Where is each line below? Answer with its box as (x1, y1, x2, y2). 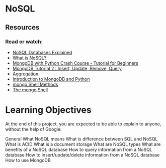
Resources (5, 23, 40, 32)
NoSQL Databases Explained (12, 49, 72, 55)
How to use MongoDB (5, 157, 51, 163)
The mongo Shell (12, 86, 48, 93)
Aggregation (12, 71, 39, 77)
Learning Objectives (5, 104, 92, 116)
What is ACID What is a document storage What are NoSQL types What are (5, 141, 161, 147)
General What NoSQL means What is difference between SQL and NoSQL (5, 136, 158, 142)
